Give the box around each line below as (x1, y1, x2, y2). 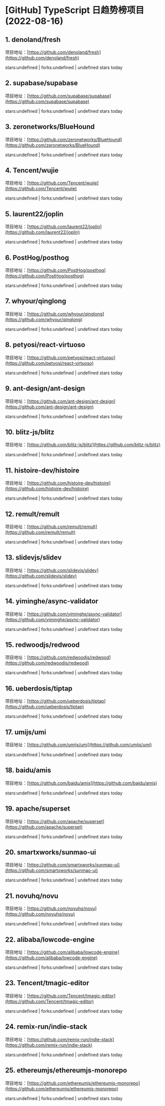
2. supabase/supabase (5, 79, 78, 87)
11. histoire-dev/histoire (5, 466, 80, 475)
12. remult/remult (5, 510, 60, 518)
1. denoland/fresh (5, 35, 61, 44)
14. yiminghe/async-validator (5, 597, 98, 605)
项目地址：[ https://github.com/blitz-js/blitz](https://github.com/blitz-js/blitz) (5, 442, 161, 448)
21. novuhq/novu (5, 891, 59, 900)
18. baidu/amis (5, 766, 51, 775)
